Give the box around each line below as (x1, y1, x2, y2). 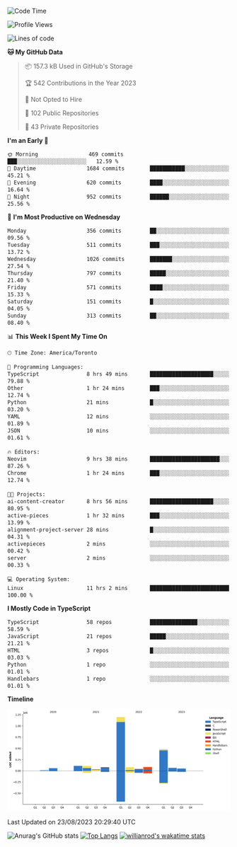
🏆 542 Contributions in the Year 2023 (24, 79, 137, 87)
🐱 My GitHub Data (7, 48, 64, 56)
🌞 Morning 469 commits (7, 151, 124, 158)
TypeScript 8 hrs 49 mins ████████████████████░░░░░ (7, 371, 230, 378)
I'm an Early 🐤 (7, 137, 49, 144)
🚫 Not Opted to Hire (24, 96, 83, 103)
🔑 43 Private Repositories (24, 122, 99, 131)
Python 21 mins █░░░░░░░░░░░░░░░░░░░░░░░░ (7, 399, 230, 406)
